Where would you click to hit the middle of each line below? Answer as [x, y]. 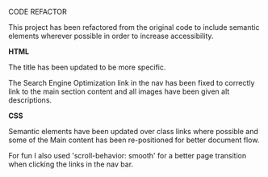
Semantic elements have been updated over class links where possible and [133, 131]
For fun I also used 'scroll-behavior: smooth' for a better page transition [128, 156]
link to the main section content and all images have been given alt [119, 91]
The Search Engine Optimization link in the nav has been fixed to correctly [132, 83]
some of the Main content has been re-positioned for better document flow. [134, 140]
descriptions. [30, 100]
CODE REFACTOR [38, 12]
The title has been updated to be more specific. [87, 67]
